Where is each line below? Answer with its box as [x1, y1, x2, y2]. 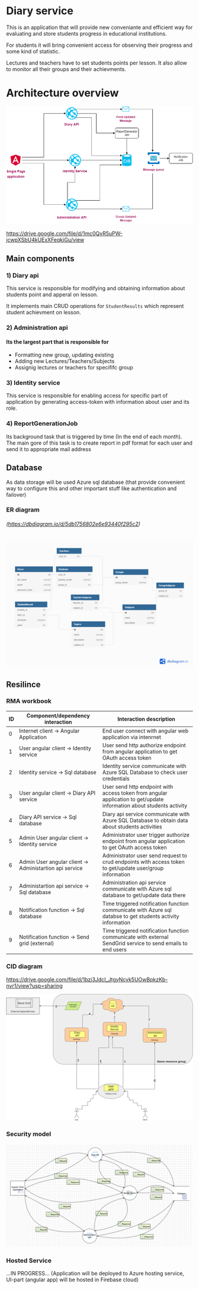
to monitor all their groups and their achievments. [6, 65, 126, 72]
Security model [6, 1130, 52, 1138]
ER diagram [6, 506, 40, 514]
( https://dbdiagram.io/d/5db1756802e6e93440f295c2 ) [6, 520, 141, 528]
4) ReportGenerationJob [6, 419, 78, 427]
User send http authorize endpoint [102, 741, 186, 748]
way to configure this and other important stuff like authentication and [6, 484, 177, 492]
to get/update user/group [102, 864, 164, 872]
